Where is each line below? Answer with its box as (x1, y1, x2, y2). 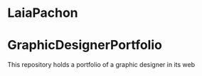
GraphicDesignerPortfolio (7, 37, 162, 53)
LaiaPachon (7, 5, 78, 21)
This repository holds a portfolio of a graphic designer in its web (7, 61, 196, 69)
